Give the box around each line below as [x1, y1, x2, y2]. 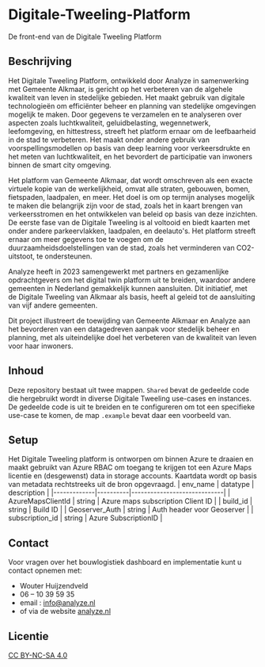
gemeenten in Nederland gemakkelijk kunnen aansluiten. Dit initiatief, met [8, 283, 248, 293]
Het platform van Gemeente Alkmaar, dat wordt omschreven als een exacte [8, 175, 253, 185]
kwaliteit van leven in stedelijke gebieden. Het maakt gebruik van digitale [8, 93, 245, 102]
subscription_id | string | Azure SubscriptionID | [8, 513, 163, 523]
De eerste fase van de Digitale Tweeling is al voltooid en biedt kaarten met [8, 217, 251, 227]
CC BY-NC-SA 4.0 [8, 650, 68, 660]
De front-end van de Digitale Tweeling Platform [8, 32, 162, 41]
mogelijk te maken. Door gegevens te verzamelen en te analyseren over [8, 109, 243, 119]
